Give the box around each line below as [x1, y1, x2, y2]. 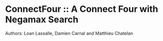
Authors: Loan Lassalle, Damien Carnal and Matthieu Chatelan [5, 30, 133, 36]
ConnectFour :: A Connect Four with [5, 3, 158, 15]
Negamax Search [5, 14, 79, 25]
